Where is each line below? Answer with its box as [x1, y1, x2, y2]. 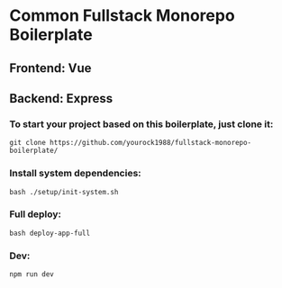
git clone [9, 139, 47, 148]
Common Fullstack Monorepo [9, 5, 236, 26]
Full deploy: [9, 208, 61, 220]
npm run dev [9, 270, 54, 279]
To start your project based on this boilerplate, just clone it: [9, 118, 274, 130]
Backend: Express [9, 91, 114, 106]
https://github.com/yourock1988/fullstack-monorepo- [49, 139, 252, 148]
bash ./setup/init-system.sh [9, 187, 119, 196]
